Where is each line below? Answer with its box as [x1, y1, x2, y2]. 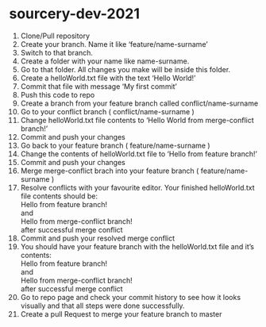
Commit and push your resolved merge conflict [20, 233, 175, 243]
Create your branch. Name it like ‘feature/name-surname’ [20, 39, 209, 48]
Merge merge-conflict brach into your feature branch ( [20, 166, 199, 175]
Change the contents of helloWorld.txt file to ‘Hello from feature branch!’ [20, 148, 257, 159]
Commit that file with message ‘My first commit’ [20, 81, 178, 91]
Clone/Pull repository [20, 31, 91, 40]
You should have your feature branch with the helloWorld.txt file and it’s [20, 241, 255, 251]
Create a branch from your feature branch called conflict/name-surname [20, 98, 259, 108]
